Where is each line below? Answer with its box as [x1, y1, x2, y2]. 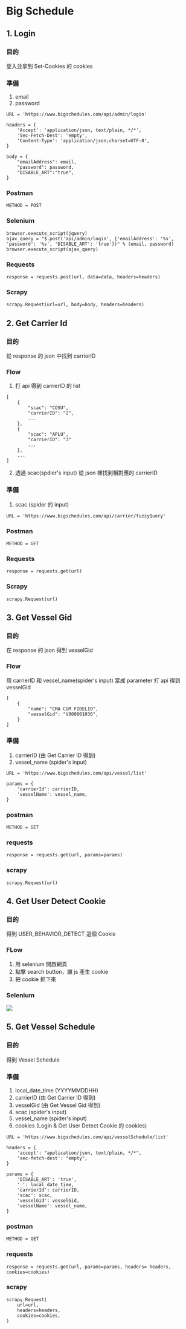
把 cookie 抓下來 [14, 976, 56, 983]
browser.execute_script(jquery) [6, 230, 88, 237]
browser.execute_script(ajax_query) [6, 246, 98, 252]
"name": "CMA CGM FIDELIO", [28, 706, 98, 712]
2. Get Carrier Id [6, 318, 68, 328]
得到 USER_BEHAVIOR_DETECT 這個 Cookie [6, 930, 116, 937]
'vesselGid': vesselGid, [17, 1197, 80, 1204]
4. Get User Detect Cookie [6, 896, 106, 907]
